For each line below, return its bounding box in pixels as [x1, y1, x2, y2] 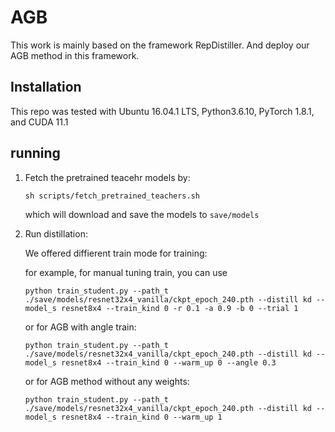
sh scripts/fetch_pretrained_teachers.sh [24, 191, 200, 201]
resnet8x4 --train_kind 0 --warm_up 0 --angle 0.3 [61, 357, 277, 368]
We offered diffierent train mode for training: [24, 247, 208, 259]
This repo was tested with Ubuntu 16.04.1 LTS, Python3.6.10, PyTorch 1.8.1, [10, 105, 315, 117]
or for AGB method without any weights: [24, 375, 190, 387]
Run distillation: [24, 227, 88, 240]
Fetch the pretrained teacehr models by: [24, 171, 191, 183]
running [10, 145, 61, 162]
